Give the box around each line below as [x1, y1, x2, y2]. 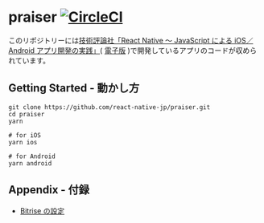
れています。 [8, 55, 51, 65]
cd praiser [8, 110, 45, 118]
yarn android [8, 159, 52, 168]
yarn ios [8, 138, 38, 146]
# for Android [8, 152, 56, 160]
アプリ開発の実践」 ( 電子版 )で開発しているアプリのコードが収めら [35, 45, 258, 55]
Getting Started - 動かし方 [8, 81, 140, 95]
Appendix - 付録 [8, 183, 90, 197]
